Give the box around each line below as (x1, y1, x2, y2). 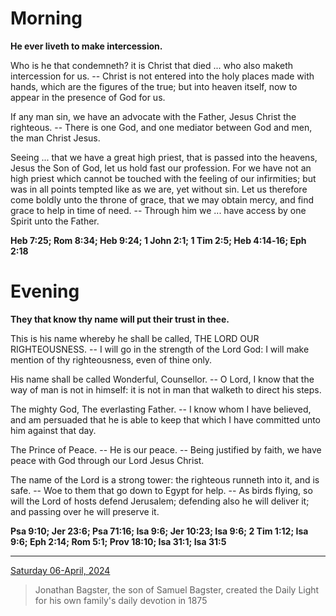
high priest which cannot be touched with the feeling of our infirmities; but (10, 172, 317, 184)
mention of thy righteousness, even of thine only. (10, 353, 213, 366)
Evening (10, 280, 80, 303)
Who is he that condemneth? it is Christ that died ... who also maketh (10, 59, 294, 71)
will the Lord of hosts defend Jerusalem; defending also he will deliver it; (10, 495, 310, 507)
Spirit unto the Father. (10, 215, 100, 227)
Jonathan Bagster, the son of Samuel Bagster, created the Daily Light (34, 583, 320, 596)
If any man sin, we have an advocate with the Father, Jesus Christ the (10, 110, 297, 122)
